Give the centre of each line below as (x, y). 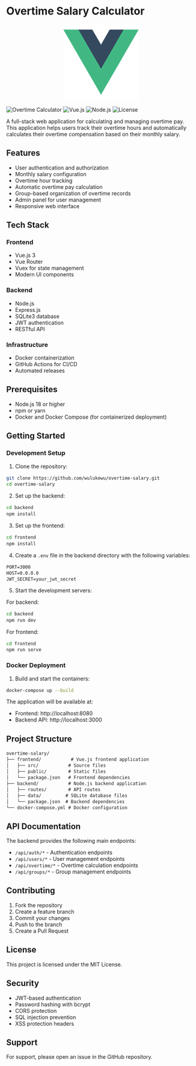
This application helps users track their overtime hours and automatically (96, 127)
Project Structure (39, 739)
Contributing (31, 891)
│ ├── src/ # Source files (56, 766)
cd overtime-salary (31, 484)
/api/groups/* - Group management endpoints (73, 872)
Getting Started (36, 436)
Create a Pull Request (42, 931)
